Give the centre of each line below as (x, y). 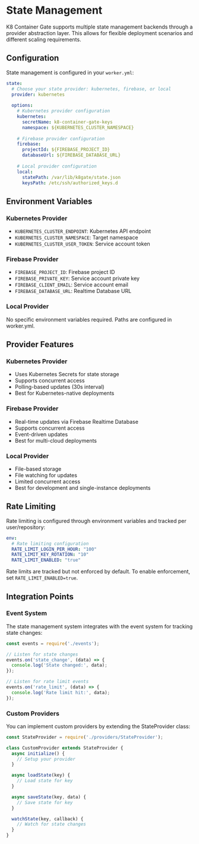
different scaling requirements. (44, 39)
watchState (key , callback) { (48, 819)
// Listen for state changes (42, 654)
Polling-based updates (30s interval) (60, 387)
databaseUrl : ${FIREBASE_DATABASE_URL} (71, 155)
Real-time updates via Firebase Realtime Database (76, 421)
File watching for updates (46, 475)
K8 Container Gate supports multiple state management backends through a (99, 27)
